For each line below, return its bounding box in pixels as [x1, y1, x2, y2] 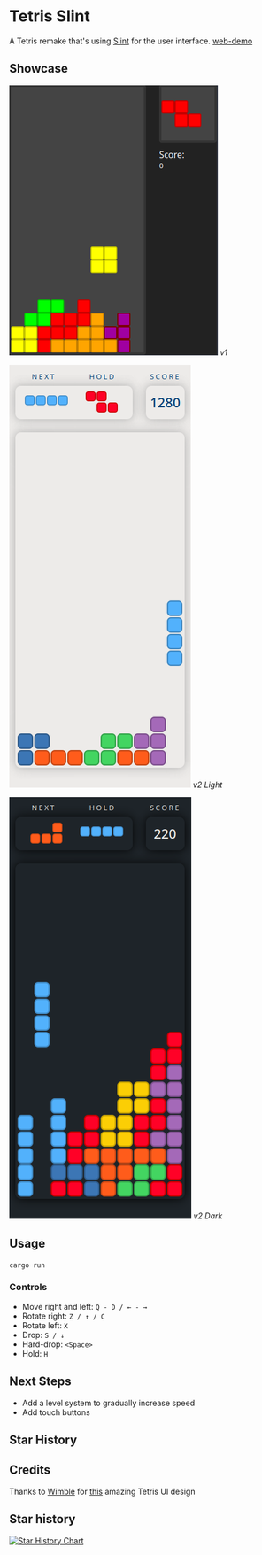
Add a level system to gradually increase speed [21, 1397, 196, 1408]
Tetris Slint [9, 6, 91, 27]
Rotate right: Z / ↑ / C [21, 1311, 105, 1321]
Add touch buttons [21, 1406, 90, 1418]
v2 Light [192, 779, 223, 790]
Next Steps [9, 1374, 72, 1389]
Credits [9, 1463, 51, 1478]
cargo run [9, 1260, 46, 1270]
